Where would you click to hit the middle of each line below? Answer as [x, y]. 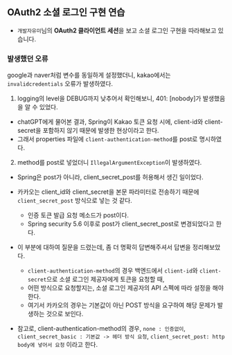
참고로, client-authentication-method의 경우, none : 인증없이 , [101, 329]
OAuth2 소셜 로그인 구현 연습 [66, 12]
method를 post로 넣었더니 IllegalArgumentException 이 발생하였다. [109, 163]
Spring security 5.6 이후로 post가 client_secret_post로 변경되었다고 [121, 224]
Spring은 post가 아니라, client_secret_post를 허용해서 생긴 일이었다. [110, 177]
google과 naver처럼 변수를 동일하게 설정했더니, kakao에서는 [89, 75]
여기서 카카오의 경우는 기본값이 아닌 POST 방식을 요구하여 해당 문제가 [122, 305]
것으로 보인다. [65, 314]
